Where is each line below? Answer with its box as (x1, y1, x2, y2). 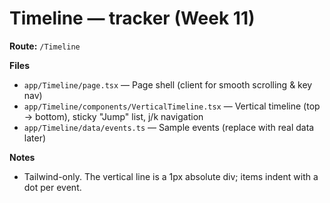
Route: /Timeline (9, 40, 81, 52)
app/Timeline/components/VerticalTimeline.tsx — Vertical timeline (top (23, 100, 321, 112)
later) (23, 132, 47, 144)
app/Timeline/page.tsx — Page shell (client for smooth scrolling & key (23, 78, 313, 91)
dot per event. (23, 181, 82, 193)
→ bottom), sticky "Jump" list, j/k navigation (23, 110, 204, 122)
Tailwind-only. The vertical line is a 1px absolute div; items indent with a (23, 170, 319, 182)
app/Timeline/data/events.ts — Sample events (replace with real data (23, 121, 315, 133)
